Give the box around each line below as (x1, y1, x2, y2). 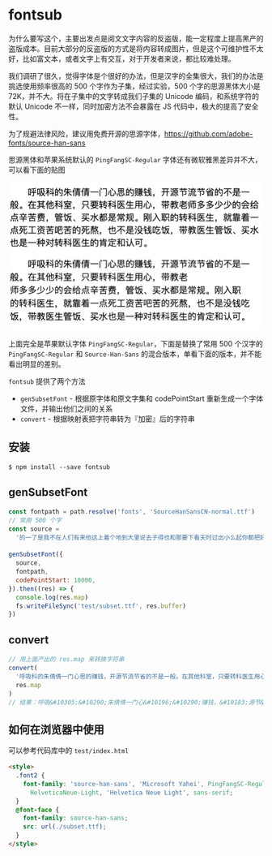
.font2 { (15, 772, 45, 780)
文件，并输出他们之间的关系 (19, 404, 113, 414)
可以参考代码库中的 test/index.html (8, 746, 130, 755)
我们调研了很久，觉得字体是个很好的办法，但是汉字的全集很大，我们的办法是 (8, 71, 264, 80)
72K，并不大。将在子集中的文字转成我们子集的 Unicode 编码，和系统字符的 (8, 91, 259, 101)
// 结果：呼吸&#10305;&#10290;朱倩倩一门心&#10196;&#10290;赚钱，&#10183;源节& (8, 698, 265, 707)
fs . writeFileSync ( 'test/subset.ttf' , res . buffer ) (15, 602, 186, 610)
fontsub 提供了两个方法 (8, 376, 87, 386)
